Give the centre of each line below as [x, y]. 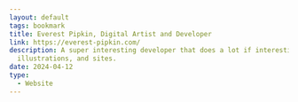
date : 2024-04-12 [41, 67]
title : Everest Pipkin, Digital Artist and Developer [111, 34]
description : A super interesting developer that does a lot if [130, 51]
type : [19, 75]
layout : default [39, 17]
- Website [35, 83]
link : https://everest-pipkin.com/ [75, 42]
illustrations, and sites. [67, 59]
